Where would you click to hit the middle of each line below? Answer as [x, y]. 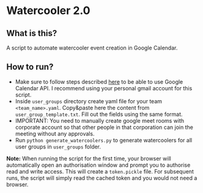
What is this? [32, 33]
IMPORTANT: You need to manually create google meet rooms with [100, 120]
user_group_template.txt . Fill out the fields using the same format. [99, 114]
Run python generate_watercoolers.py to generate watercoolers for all [104, 140]
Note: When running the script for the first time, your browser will [89, 158]
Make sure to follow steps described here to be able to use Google [99, 82]
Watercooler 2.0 [48, 11]
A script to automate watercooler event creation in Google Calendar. [92, 48]
